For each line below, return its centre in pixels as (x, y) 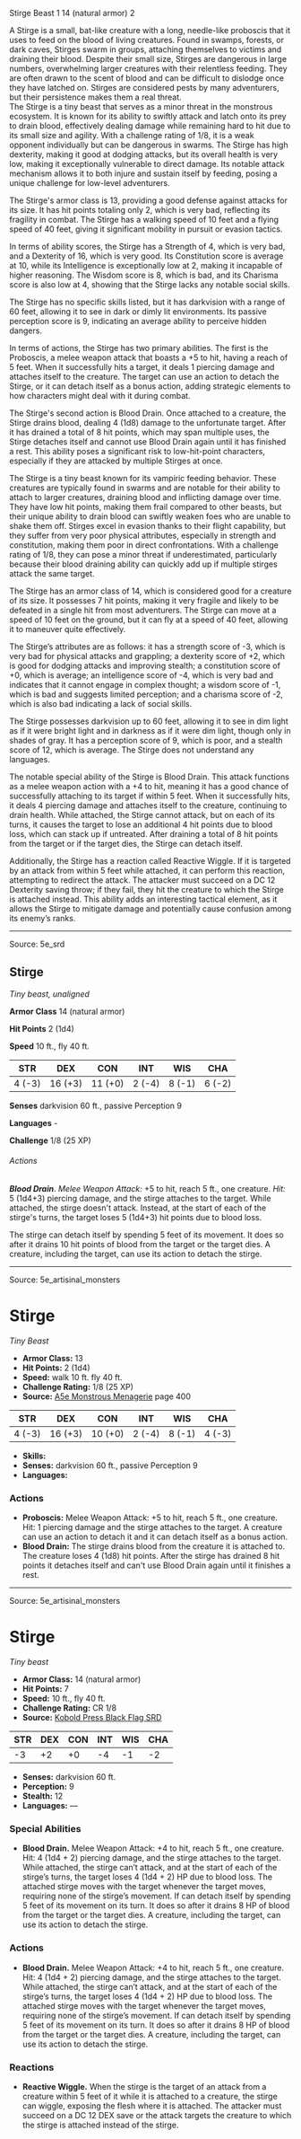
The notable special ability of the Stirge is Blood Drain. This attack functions (149, 777)
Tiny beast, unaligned (49, 994)
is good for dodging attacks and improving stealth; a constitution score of (145, 665)
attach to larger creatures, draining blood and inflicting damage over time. (146, 497)
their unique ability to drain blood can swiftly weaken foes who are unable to (150, 516)
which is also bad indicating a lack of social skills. (101, 704)
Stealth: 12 (43, 1796)
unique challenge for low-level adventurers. (90, 183)
